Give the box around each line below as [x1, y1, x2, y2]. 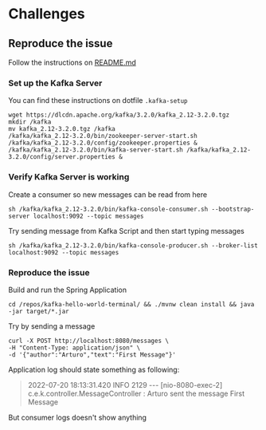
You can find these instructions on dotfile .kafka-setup [8, 96, 189, 105]
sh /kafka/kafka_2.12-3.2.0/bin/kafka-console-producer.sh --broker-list [8, 241, 259, 250]
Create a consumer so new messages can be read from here [8, 189, 208, 199]
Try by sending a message [8, 321, 96, 331]
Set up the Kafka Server [8, 77, 103, 89]
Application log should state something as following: [8, 365, 180, 374]
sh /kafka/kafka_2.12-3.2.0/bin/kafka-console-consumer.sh [8, 205, 209, 213]
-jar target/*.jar [8, 307, 69, 315]
